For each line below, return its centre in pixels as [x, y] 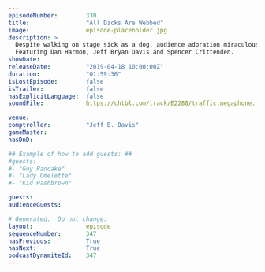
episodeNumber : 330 [52, 15]
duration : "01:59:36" [65, 74]
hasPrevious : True [54, 241]
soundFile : [26, 103]
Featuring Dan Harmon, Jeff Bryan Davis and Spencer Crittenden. [125, 52]
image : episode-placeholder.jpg [88, 30]
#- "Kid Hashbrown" [40, 183]
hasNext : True [54, 248]
